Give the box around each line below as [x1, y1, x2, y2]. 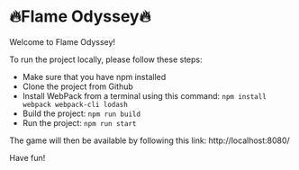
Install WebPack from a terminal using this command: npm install [22, 90, 267, 101]
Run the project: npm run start [22, 117, 137, 128]
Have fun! [9, 152, 46, 163]
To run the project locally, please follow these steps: [9, 54, 203, 65]
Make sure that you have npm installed [22, 71, 167, 82]
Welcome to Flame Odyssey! [9, 36, 115, 47]
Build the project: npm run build [22, 108, 141, 119]
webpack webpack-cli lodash [22, 100, 128, 109]
